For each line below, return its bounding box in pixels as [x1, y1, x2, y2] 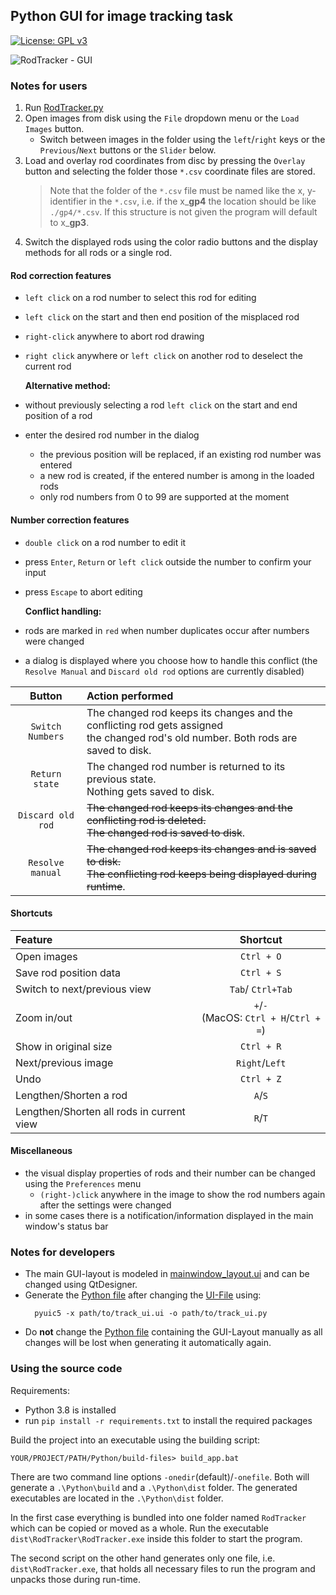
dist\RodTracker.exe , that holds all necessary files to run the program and [10, 1562, 316, 1574]
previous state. [86, 772, 157, 786]
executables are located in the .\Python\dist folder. [10, 1492, 224, 1504]
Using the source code [10, 1362, 123, 1376]
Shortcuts [10, 907, 53, 919]
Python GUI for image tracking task [10, 8, 234, 25]
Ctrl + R [240, 1040, 282, 1052]
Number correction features [10, 514, 130, 526]
